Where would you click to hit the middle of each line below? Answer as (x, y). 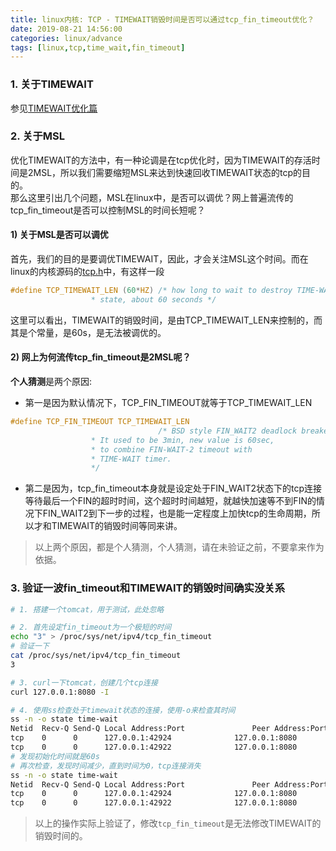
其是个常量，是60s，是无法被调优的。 (88, 332)
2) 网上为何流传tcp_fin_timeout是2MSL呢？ (101, 357)
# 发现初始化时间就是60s (55, 756)
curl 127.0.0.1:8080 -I (60, 692)
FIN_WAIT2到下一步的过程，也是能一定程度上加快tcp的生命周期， (177, 513)
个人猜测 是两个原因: (51, 381)
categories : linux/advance (66, 38)
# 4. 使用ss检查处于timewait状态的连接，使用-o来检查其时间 (123, 710)
